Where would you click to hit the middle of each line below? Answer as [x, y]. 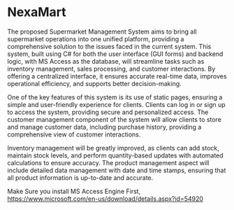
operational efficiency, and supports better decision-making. [94, 83]
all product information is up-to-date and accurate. [80, 177]
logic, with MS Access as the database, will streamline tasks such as [106, 61]
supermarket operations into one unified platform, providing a [96, 38]
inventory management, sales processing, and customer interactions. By [111, 69]
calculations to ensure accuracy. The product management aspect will [108, 162]
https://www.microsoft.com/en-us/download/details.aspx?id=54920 [105, 198]
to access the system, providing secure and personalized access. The [108, 112]
